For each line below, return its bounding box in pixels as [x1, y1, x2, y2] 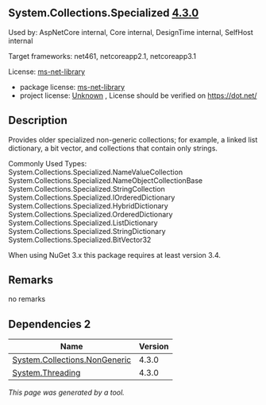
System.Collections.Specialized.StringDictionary [8, 226, 166, 236]
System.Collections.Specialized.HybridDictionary [8, 201, 168, 210]
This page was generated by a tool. [8, 387, 125, 397]
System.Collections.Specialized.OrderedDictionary [8, 209, 173, 219]
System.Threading [12, 368, 81, 379]
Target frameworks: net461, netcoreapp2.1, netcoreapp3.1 [8, 51, 197, 60]
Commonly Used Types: [8, 158, 87, 168]
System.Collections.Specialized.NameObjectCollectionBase [8, 175, 203, 185]
